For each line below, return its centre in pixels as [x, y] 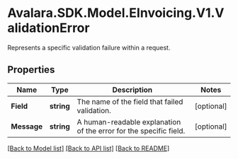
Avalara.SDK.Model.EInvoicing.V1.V [116, 13]
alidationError [49, 28]
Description [132, 90]
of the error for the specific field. [131, 131]
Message [27, 126]
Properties [31, 70]
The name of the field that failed [130, 102]
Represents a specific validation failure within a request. [89, 47]
